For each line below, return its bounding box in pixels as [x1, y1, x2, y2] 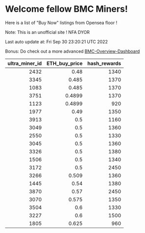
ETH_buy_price [46, 60, 83, 67]
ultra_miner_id [7, 60, 42, 67]
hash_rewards [87, 60, 121, 67]
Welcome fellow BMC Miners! [5, 3, 128, 15]
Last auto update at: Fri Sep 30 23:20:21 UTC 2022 [5, 38, 108, 45]
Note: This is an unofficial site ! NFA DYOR [5, 29, 90, 35]
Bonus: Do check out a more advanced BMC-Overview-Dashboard [5, 48, 140, 54]
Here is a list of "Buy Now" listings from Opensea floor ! [5, 20, 118, 26]
